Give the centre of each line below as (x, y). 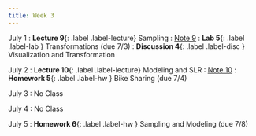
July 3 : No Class (36, 93)
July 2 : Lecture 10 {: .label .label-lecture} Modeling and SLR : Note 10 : (122, 70)
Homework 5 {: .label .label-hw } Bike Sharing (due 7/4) (98, 78)
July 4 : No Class (36, 108)
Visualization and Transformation (62, 54)
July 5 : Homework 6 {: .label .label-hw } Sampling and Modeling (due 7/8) (128, 123)
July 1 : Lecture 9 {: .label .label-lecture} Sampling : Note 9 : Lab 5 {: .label (126, 38)
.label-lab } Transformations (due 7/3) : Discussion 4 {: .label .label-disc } (127, 46)
